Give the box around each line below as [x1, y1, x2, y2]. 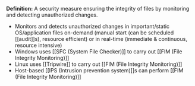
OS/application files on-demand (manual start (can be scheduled [14, 29, 174, 36]
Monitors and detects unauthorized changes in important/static [14, 23, 170, 30]
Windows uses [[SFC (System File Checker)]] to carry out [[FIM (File [14, 48, 183, 55]
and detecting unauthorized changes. [6, 11, 98, 18]
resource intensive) [14, 42, 62, 49]
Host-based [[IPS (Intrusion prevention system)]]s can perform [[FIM [14, 67, 184, 74]
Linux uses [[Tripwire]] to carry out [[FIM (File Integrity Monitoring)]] [14, 60, 183, 68]
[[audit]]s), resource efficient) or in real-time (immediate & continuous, [14, 36, 187, 42]
